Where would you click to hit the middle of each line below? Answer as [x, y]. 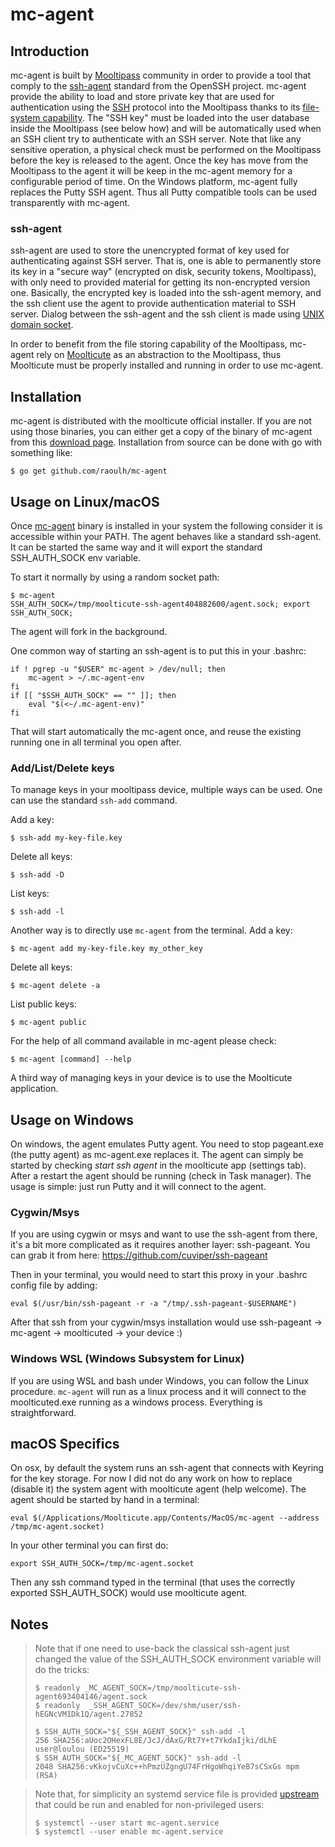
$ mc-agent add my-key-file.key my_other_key [106, 949]
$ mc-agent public [48, 1023]
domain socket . [42, 325]
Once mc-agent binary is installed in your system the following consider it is [166, 525]
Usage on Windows [72, 1119]
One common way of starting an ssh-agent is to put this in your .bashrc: [158, 650]
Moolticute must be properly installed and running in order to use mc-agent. [167, 365]
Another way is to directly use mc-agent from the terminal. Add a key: [151, 930]
